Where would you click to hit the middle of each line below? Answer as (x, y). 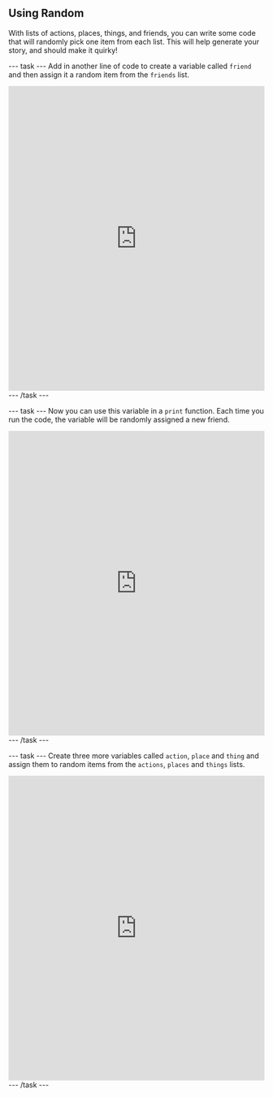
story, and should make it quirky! (63, 50)
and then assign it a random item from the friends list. (99, 74)
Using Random (46, 13)
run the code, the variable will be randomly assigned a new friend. (119, 419)
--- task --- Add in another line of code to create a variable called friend (130, 66)
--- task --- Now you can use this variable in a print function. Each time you (136, 410)
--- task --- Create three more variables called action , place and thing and (134, 756)
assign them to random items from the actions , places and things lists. (127, 764)
